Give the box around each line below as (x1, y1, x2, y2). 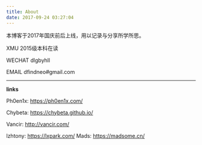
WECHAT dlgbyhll (6, 57, 50, 64)
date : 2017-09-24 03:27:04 (6, 14, 74, 20)
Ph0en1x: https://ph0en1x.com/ (6, 97, 83, 104)
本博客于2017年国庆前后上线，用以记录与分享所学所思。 (6, 31, 144, 39)
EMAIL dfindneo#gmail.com (6, 68, 75, 75)
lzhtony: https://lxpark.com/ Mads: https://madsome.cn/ (6, 132, 145, 139)
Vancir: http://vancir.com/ (6, 120, 70, 128)
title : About (6, 8, 39, 15)
